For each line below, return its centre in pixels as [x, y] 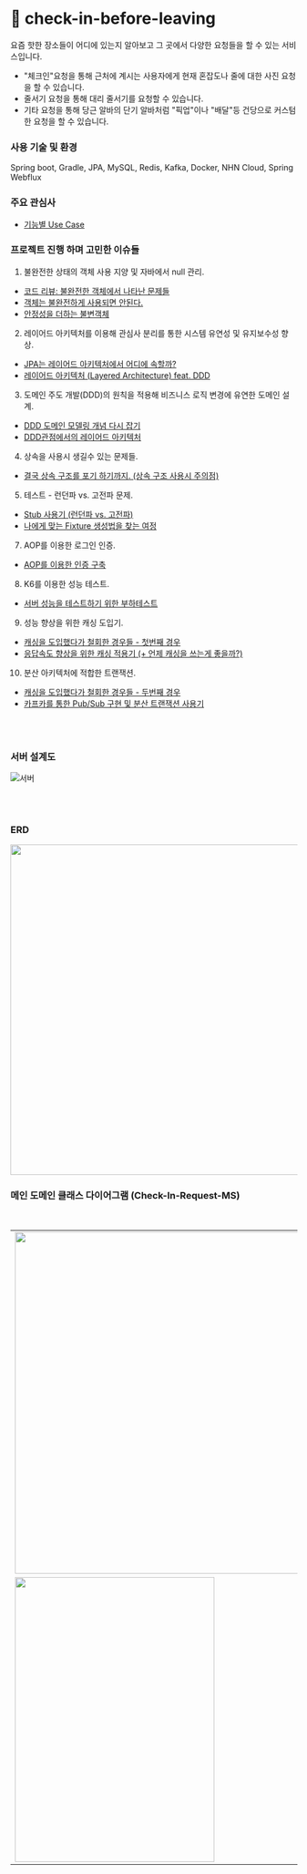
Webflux [26, 178]
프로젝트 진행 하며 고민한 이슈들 [75, 250]
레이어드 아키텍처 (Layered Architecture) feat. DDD [117, 375]
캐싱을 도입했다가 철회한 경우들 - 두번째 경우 [102, 692]
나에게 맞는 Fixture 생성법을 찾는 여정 [90, 525]
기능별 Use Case [54, 224]
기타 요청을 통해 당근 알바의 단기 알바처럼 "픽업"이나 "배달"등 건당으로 [148, 109]
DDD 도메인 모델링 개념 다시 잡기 [82, 425]
